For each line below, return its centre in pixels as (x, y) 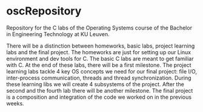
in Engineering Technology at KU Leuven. (58, 34)
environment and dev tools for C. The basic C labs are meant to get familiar (100, 58)
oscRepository (44, 11)
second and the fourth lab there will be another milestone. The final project (100, 90)
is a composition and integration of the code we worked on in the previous (99, 97)
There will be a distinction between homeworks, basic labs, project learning (101, 46)
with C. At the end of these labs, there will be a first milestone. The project (99, 65)
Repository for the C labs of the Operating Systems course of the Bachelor (99, 28)
